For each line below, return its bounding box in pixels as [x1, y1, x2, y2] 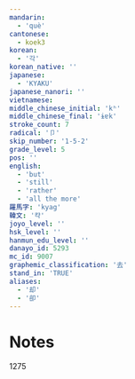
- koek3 [17, 37, 46, 47]
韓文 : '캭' [9, 210, 45, 220]
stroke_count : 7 [9, 121, 69, 130]
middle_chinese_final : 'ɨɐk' [9, 112, 117, 121]
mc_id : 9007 [9, 252, 53, 262]
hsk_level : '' [9, 227, 62, 236]
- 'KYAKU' [17, 79, 53, 88]
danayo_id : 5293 [9, 244, 69, 253]
